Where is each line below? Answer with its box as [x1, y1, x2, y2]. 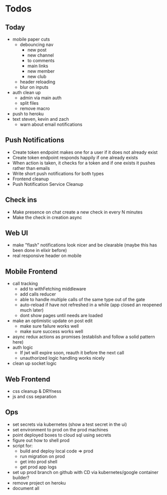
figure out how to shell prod [12, 437, 70, 443]
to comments [27, 58, 55, 63]
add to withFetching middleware [19, 286, 86, 292]
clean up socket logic [12, 360, 56, 366]
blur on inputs [19, 84, 48, 90]
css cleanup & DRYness [12, 388, 61, 394]
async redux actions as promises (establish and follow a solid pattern [12, 334, 155, 340]
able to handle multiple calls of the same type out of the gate [19, 297, 145, 303]
